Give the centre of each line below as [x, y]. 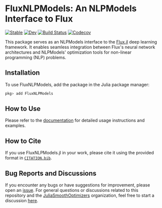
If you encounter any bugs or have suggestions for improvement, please [78, 185]
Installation [22, 73]
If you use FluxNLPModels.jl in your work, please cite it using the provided [80, 153]
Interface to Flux [39, 19]
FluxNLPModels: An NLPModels [71, 9]
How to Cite [23, 141]
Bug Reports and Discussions [51, 173]
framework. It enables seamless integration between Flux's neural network [80, 47]
